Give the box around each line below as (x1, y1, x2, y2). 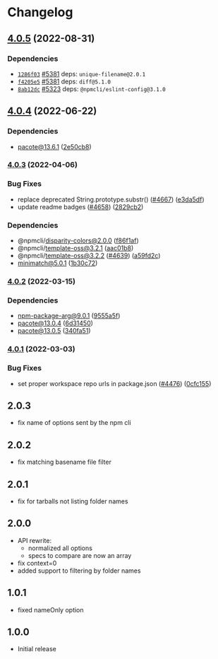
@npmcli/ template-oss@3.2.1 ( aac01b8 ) (17, 244, 134, 252)
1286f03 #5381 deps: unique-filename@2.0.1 (17, 69, 146, 78)
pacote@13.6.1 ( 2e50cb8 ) (17, 142, 92, 151)
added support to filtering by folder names (17, 566, 141, 575)
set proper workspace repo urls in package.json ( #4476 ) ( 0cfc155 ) (17, 379, 212, 387)
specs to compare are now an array (28, 551, 132, 559)
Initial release (17, 645, 56, 653)
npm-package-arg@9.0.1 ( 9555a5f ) (17, 312, 121, 320)
